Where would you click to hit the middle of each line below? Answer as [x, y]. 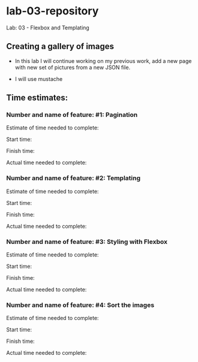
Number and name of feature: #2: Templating [73, 178]
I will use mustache [39, 79]
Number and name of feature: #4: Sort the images [80, 305]
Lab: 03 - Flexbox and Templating [48, 28]
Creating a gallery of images [60, 46]
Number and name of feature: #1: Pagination [72, 115]
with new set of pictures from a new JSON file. [73, 67]
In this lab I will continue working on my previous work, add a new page [103, 61]
